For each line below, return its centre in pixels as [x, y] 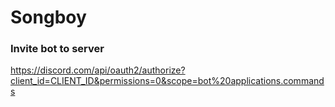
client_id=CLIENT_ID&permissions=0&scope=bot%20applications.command [167, 81]
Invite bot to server [57, 49]
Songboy [48, 17]
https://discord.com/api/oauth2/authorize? [98, 70]
